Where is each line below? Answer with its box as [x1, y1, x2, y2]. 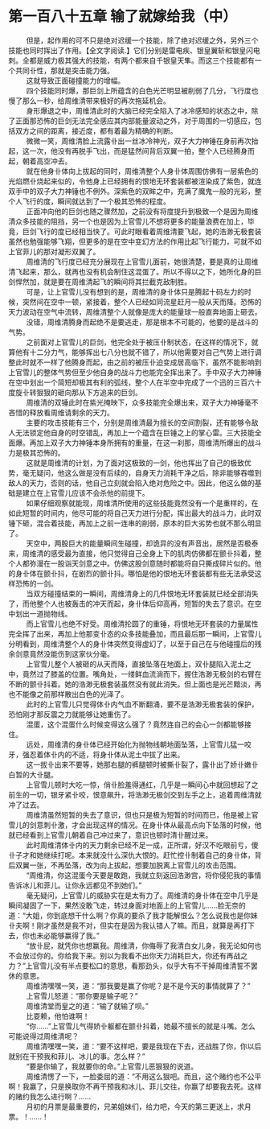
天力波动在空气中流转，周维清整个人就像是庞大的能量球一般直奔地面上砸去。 [8, 307, 262, 316]
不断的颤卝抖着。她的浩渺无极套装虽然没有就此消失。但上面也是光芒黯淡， [8, 679, 255, 689]
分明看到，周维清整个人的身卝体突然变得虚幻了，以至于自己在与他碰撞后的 [8, 639, 255, 649]
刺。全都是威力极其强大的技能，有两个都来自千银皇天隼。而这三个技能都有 [8, 56, 255, 65]
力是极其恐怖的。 [8, 447, 65, 457]
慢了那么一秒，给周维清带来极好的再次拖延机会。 [8, 96, 170, 105]
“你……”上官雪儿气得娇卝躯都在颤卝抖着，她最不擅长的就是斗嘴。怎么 [26, 1021, 256, 1031]
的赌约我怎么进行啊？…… [8, 1091, 92, 1101]
